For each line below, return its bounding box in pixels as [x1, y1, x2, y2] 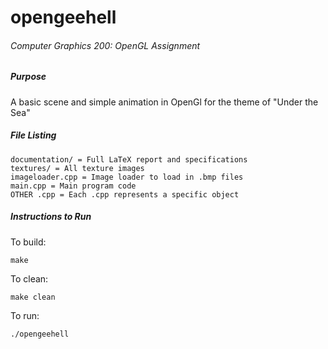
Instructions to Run [10, 211, 92, 223]
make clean [10, 292, 56, 302]
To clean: [10, 272, 49, 285]
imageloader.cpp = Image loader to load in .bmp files [10, 172, 244, 182]
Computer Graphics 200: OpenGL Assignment [10, 39, 201, 51]
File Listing [10, 129, 57, 141]
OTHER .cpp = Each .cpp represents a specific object [10, 189, 240, 200]
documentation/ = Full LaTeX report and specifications [10, 154, 248, 165]
